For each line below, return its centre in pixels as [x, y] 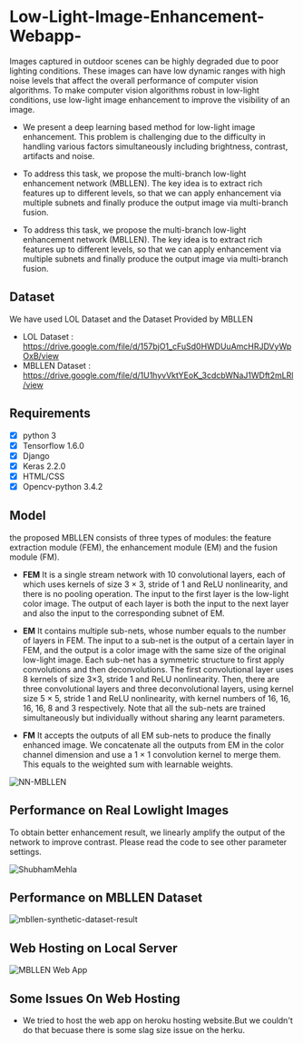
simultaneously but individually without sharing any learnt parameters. [154, 717]
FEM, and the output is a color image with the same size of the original [154, 650]
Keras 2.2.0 [44, 466]
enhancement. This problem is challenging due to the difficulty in [144, 136]
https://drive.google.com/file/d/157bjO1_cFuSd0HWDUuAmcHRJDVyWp [157, 346]
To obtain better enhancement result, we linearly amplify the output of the [147, 832]
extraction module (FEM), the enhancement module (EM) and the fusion [144, 547]
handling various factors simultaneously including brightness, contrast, [155, 146]
